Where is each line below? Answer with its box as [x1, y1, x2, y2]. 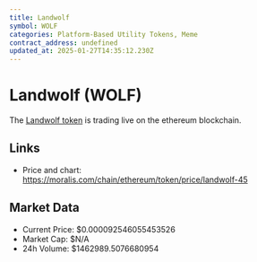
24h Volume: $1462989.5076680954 [21, 243, 159, 254]
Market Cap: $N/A [21, 233, 90, 244]
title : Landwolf [9, 13, 70, 22]
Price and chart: [21, 164, 82, 175]
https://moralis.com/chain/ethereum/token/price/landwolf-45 [21, 174, 248, 185]
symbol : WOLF [9, 22, 58, 31]
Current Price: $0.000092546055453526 [21, 223, 176, 234]
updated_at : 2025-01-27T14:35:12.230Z [9, 47, 154, 56]
